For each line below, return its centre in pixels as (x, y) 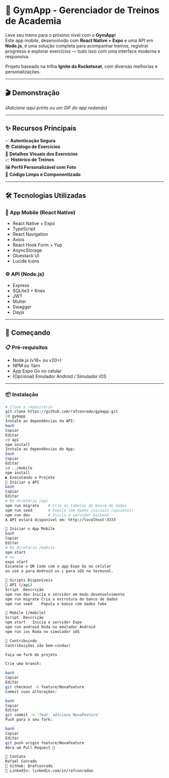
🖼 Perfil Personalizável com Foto (41, 167)
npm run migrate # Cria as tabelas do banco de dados (66, 506)
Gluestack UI (26, 256)
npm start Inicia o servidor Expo (44, 622)
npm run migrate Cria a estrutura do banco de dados (62, 599)
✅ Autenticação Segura (30, 141)
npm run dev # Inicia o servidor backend (57, 515)
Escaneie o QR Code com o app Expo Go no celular (58, 566)
